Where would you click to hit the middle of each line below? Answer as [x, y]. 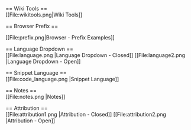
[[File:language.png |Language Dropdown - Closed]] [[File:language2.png [96, 55]
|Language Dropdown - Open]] [43, 61]
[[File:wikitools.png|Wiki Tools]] [44, 15]
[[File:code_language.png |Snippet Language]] [62, 79]
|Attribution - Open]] [30, 121]
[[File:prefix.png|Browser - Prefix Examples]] [60, 37]
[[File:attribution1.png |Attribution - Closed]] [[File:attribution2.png [86, 114]
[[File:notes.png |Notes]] [35, 97]
